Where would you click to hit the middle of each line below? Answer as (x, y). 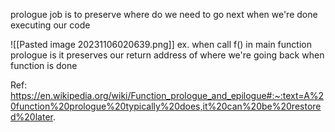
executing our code (50, 25)
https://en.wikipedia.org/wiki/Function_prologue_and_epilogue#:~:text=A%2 (167, 95)
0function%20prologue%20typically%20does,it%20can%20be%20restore (166, 106)
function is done (44, 65)
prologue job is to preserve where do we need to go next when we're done (164, 14)
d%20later (31, 117)
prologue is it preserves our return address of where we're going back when (167, 55)
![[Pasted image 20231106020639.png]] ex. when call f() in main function (161, 44)
